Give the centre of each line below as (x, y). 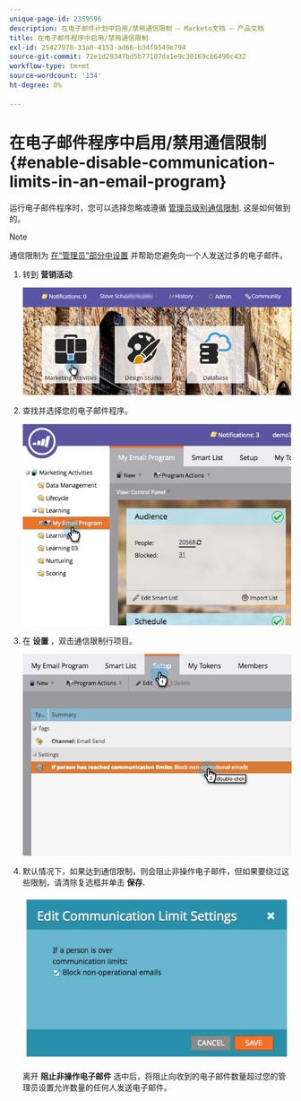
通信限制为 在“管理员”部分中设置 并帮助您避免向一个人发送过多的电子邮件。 (149, 255)
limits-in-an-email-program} (118, 182)
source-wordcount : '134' (56, 76)
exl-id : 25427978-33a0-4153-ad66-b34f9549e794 (98, 48)
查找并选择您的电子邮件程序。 (77, 410)
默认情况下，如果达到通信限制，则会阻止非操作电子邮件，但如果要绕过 (152, 871)
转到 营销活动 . (48, 274)
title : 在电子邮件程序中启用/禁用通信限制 (79, 38)
